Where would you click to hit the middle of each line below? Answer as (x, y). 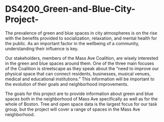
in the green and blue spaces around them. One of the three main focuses (80, 63)
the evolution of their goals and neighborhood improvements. (67, 84)
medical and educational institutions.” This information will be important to (80, 79)
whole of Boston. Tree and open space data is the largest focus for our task (81, 104)
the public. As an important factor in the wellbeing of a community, (72, 43)
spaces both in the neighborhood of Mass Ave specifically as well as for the (82, 98)
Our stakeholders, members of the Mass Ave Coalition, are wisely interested (82, 58)
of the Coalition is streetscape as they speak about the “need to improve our (82, 68)
